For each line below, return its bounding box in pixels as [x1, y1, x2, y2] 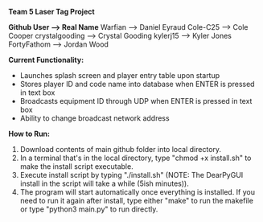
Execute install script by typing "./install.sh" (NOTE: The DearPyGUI [19, 171, 244, 179]
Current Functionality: [8, 55, 84, 64]
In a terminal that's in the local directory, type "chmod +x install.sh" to [19, 153, 252, 162]
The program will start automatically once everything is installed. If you [19, 187, 256, 196]
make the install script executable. [19, 162, 134, 171]
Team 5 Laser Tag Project [8, 7, 95, 16]
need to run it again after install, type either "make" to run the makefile [19, 196, 253, 205]
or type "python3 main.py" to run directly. [19, 204, 158, 214]
